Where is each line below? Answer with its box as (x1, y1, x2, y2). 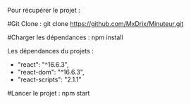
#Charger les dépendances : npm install (7, 33, 123, 41)
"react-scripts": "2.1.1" (17, 75, 82, 84)
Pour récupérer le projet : (7, 6, 80, 14)
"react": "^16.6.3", (17, 60, 69, 69)
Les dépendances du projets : (7, 47, 94, 55)
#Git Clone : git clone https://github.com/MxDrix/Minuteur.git (7, 20, 184, 27)
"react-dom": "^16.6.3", (17, 68, 85, 76)
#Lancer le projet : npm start (7, 89, 90, 97)
